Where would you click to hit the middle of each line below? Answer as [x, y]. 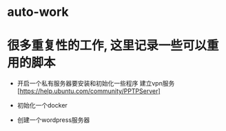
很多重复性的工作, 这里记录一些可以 [107, 46]
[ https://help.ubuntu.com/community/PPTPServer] [89, 91]
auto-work [38, 12]
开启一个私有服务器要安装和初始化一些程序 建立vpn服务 [96, 83]
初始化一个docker [42, 105]
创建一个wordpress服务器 [53, 120]
